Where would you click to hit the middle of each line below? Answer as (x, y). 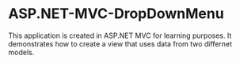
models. (21, 52)
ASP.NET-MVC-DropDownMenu (116, 14)
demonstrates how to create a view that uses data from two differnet (120, 43)
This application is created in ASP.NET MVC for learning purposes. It (120, 35)
